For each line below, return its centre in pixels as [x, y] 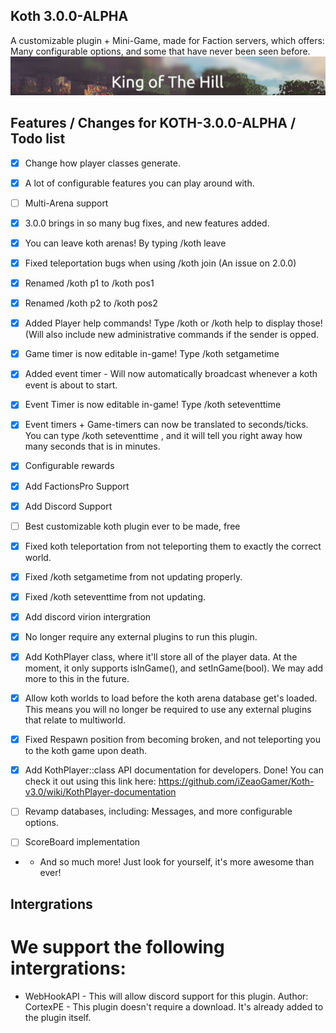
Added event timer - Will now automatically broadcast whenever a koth [171, 374]
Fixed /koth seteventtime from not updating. [115, 596]
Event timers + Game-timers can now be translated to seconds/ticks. [166, 425]
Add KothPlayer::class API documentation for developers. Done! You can [174, 770]
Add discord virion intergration [88, 616]
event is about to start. [71, 385]
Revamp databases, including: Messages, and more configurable [158, 811]
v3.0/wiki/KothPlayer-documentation [100, 792]
